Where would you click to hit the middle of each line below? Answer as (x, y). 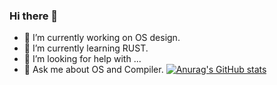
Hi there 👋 (34, 16)
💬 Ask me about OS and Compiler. (93, 70)
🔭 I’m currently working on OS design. (102, 38)
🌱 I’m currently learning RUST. (86, 48)
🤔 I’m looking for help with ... (82, 59)
